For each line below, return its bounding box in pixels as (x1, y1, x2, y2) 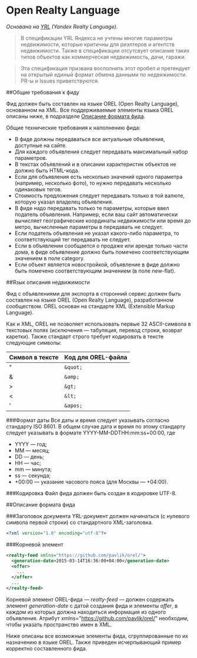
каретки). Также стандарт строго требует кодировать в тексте (6, 333, 164, 340)
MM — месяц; (14, 447, 50, 454)
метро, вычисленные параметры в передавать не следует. (14, 223, 163, 230)
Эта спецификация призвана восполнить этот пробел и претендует (20, 64, 191, 71)
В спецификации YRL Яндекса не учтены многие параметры (20, 34, 173, 41)
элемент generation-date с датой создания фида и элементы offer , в (6, 602, 178, 609)
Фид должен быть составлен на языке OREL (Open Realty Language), (6, 100, 179, 107)
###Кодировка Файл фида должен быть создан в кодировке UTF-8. (6, 489, 177, 496)
